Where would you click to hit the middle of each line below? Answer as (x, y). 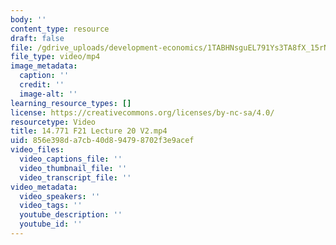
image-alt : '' (48, 94)
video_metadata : (44, 187)
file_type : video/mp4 (55, 57)
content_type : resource (60, 29)
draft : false (37, 38)
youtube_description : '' (71, 215)
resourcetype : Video (53, 122)
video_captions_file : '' (71, 159)
